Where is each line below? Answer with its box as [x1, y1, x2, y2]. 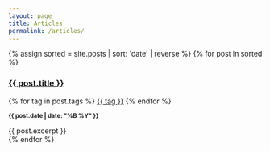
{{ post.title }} [8, 78, 64, 89]
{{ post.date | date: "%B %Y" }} [8, 111, 99, 120]
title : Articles [8, 19, 63, 27]
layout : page [8, 11, 52, 20]
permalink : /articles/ [8, 27, 85, 35]
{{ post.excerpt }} [8, 126, 67, 136]
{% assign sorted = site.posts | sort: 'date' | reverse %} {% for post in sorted [8, 49, 263, 59]
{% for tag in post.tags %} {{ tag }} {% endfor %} [8, 96, 172, 106]
